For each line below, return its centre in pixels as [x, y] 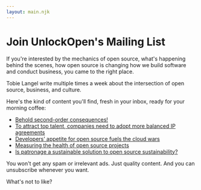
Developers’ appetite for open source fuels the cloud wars [87, 139]
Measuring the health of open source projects [72, 145]
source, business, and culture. [44, 90]
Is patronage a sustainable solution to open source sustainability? [96, 151]
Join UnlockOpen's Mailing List [86, 41]
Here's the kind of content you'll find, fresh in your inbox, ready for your [96, 101]
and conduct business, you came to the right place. [70, 71]
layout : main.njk [28, 12]
